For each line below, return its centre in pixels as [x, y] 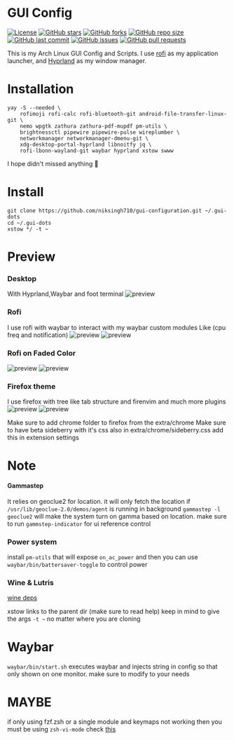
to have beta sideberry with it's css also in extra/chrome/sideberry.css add [115, 430]
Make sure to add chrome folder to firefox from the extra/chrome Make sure [117, 423]
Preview [32, 256]
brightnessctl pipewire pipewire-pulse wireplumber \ [100, 132]
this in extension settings [43, 438]
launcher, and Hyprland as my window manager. [77, 60]
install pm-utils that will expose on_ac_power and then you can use [103, 557]
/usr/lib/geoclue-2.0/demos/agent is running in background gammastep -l [114, 509]
